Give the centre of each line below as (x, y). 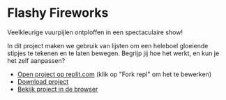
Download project (43, 81)
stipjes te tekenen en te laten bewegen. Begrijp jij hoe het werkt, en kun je (113, 53)
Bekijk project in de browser (58, 89)
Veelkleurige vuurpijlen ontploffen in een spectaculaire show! (95, 32)
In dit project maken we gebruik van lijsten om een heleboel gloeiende (108, 45)
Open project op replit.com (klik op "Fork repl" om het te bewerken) (114, 74)
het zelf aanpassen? (36, 60)
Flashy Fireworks (58, 13)
